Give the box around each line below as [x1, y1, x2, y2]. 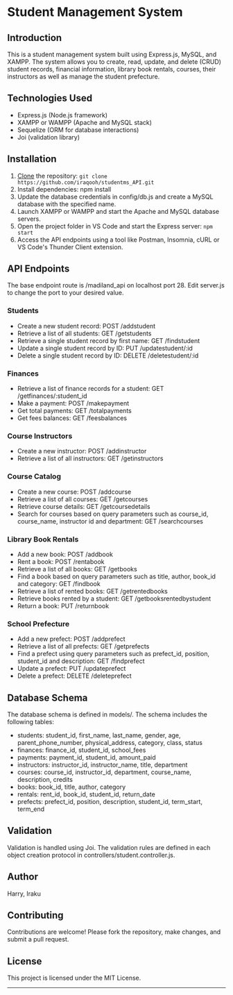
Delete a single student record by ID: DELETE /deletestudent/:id [17, 351, 199, 360]
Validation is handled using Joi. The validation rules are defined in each [7, 843, 211, 851]
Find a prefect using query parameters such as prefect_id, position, [17, 650, 210, 658]
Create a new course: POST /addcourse [17, 487, 132, 496]
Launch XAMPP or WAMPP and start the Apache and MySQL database [17, 207, 220, 215]
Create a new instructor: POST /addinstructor [17, 447, 147, 455]
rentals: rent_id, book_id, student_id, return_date [17, 790, 156, 798]
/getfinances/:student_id [17, 392, 88, 400]
